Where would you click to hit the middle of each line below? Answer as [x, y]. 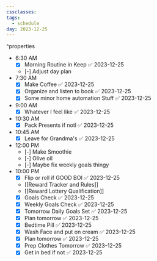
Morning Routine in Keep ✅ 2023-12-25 [74, 65]
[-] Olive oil [38, 158]
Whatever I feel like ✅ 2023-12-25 [67, 112]
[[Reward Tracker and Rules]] [61, 184]
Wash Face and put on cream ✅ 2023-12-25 [80, 232]
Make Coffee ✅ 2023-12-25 [59, 84]
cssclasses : [21, 12]
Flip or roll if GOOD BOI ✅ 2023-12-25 [72, 177]
